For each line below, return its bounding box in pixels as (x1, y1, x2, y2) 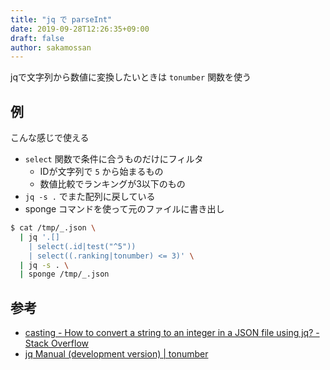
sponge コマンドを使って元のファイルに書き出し (24, 203, 225, 215)
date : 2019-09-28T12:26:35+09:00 (10, 24, 150, 34)
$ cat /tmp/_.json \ (10, 223, 97, 233)
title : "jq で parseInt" (10, 14, 113, 25)
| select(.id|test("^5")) (28, 241, 137, 251)
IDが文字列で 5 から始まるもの (39, 166, 164, 178)
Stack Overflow (24, 337, 90, 350)
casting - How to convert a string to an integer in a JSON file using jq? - (24, 327, 320, 339)
